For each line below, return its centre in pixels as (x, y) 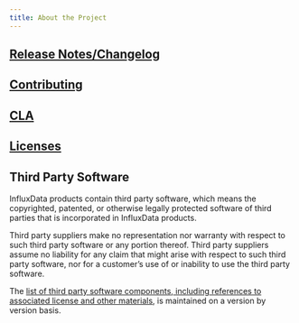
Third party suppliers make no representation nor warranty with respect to (148, 235)
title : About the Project (58, 18)
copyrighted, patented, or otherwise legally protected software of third (141, 208)
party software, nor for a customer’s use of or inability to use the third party (150, 264)
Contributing (46, 85)
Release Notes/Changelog (85, 55)
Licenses (35, 147)
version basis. (35, 310)
